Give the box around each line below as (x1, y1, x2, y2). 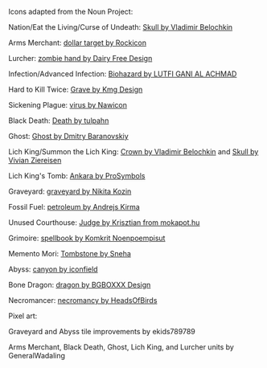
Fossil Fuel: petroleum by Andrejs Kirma (8, 202, 141, 211)
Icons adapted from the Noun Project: (8, 7, 133, 16)
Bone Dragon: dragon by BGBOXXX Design (8, 280, 151, 289)
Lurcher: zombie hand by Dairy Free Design (8, 54, 153, 63)
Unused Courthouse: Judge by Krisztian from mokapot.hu (8, 218, 200, 227)
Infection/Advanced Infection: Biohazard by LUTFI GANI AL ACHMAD (8, 69, 237, 79)
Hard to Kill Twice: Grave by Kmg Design (8, 84, 143, 94)
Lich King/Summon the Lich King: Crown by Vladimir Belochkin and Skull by (8, 147, 259, 156)
